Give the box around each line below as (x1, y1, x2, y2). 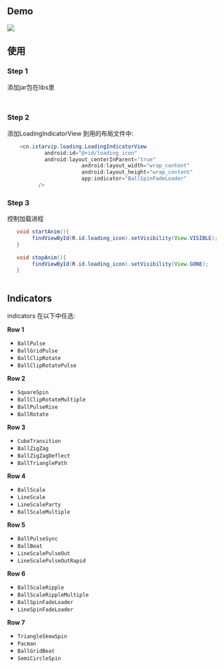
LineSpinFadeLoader (17, 606, 74, 614)
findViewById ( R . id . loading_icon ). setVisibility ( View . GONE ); (32, 261, 209, 267)
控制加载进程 (7, 214, 44, 223)
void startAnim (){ (16, 228, 70, 236)
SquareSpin (17, 389, 49, 396)
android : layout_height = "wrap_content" (81, 169, 194, 176)
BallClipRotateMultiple (17, 397, 86, 404)
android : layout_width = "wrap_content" (81, 162, 190, 169)
